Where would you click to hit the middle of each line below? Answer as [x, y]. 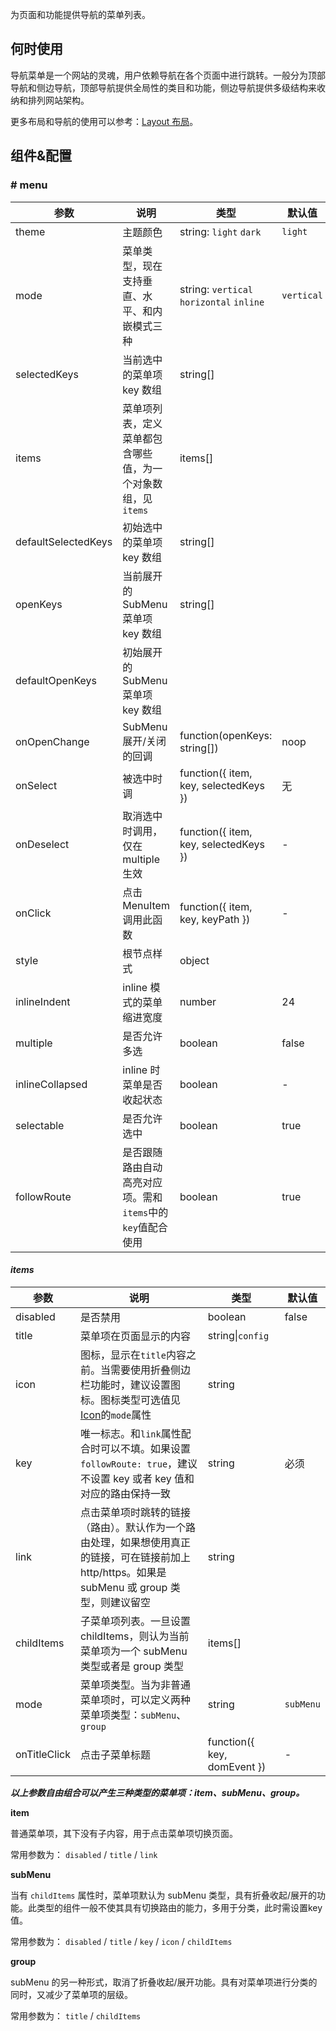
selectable [40, 1125]
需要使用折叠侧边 [150, 1370]
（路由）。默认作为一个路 [137, 1527]
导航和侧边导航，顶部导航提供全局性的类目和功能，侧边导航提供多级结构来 [163, 87]
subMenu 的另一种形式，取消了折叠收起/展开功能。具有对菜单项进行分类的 [164, 1982]
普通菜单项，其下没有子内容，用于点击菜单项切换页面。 [124, 1833]
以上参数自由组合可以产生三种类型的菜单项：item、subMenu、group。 [157, 1792]
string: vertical [216, 289]
